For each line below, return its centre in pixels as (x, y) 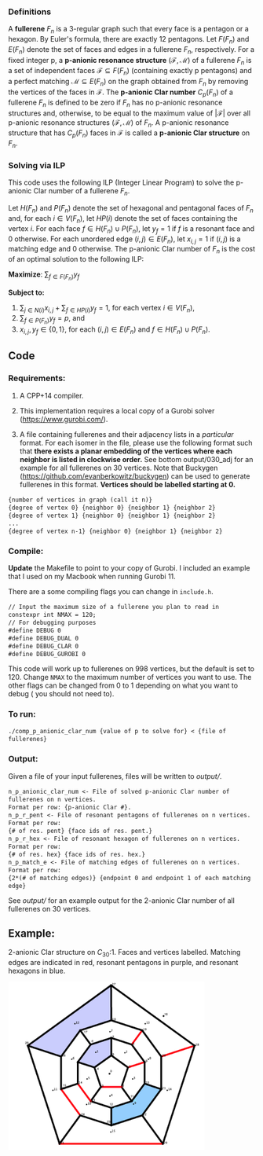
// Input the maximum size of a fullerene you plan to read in (114, 607)
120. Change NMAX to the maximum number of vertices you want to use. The (130, 677)
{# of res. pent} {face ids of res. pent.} (80, 831)
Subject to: (26, 292)
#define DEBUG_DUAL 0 (44, 638)
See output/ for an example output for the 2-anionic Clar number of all (122, 900)
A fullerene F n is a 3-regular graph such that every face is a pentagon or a (128, 30)
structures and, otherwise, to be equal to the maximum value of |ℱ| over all (130, 113)
